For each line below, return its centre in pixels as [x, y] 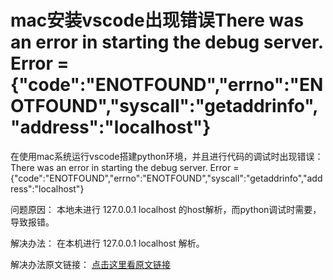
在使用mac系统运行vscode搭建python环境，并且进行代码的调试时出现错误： [167, 156]
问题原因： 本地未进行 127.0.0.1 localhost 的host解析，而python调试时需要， [166, 209]
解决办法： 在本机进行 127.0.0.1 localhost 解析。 [107, 243]
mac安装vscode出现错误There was [157, 20]
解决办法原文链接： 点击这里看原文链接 [90, 264]
